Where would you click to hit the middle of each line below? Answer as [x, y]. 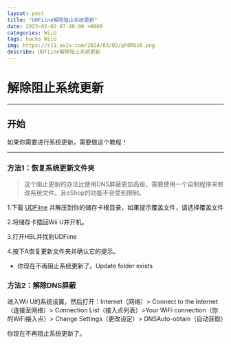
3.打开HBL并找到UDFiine [42, 236]
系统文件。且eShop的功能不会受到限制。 [88, 193]
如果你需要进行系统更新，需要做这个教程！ [67, 142]
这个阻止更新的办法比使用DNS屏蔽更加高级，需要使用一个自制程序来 [121, 184]
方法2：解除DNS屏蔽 [42, 285]
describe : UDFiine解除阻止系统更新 [54, 52]
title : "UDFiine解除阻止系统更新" [52, 20]
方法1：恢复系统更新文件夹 [51, 168]
